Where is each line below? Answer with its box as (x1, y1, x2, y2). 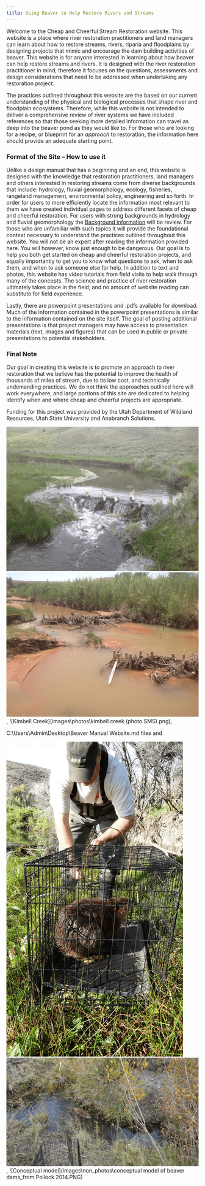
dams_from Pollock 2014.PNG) (6, 1173, 84, 1180)
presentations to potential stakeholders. (6, 334, 106, 341)
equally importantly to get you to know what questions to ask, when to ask (6, 257, 193, 265)
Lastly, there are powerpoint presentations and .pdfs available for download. (6, 302, 198, 309)
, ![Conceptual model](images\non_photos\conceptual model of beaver (6, 1166, 185, 1174)
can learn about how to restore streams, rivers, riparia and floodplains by (6, 40, 190, 48)
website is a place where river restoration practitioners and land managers (6, 34, 193, 41)
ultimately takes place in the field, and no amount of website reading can (6, 283, 189, 291)
